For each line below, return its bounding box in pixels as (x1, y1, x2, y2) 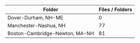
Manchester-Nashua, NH (7, 22, 66, 29)
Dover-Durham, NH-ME (7, 14, 63, 21)
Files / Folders (99, 6, 133, 13)
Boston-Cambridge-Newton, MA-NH (7, 30, 94, 37)
